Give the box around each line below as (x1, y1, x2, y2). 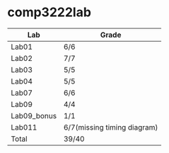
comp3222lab (7, 4, 92, 21)
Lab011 (11, 122, 37, 132)
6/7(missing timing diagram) (63, 122, 158, 132)
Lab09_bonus (11, 110, 57, 120)
